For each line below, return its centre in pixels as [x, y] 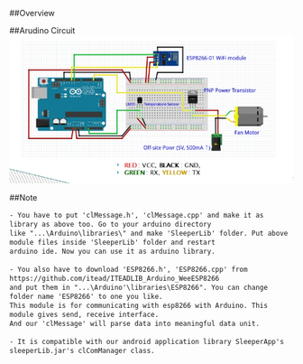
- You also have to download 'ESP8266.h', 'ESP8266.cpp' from [129, 269]
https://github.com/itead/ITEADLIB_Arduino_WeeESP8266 [115, 278]
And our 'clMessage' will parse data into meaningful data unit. [134, 323]
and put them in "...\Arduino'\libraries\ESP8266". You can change [139, 287]
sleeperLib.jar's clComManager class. [82, 350]
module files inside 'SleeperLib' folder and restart [113, 242]
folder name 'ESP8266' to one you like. [87, 296]
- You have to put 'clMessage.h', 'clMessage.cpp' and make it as [137, 215]
